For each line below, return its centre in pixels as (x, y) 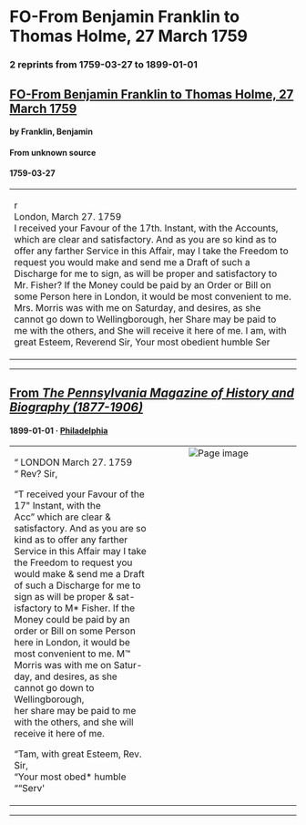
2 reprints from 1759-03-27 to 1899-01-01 (103, 65)
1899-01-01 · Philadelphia (59, 430)
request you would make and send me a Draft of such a (132, 262)
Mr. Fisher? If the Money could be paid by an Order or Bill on (143, 284)
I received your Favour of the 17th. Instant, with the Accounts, (146, 228)
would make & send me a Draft (79, 574)
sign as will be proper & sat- (75, 597)
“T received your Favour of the (79, 494)
